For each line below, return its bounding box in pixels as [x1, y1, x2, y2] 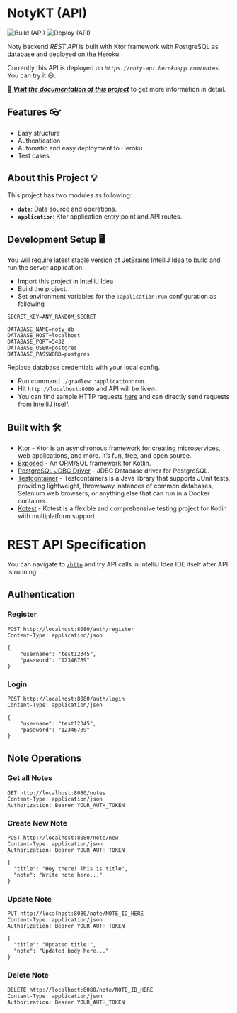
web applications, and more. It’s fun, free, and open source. [17, 451, 192, 460]
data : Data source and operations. [17, 204, 117, 213]
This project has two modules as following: [7, 190, 132, 199]
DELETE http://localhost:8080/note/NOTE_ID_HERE [7, 986, 154, 993]
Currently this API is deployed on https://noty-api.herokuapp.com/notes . [7, 63, 221, 72]
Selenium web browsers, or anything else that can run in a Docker [17, 489, 210, 498]
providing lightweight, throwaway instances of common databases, [17, 481, 214, 491]
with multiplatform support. [17, 512, 97, 520]
